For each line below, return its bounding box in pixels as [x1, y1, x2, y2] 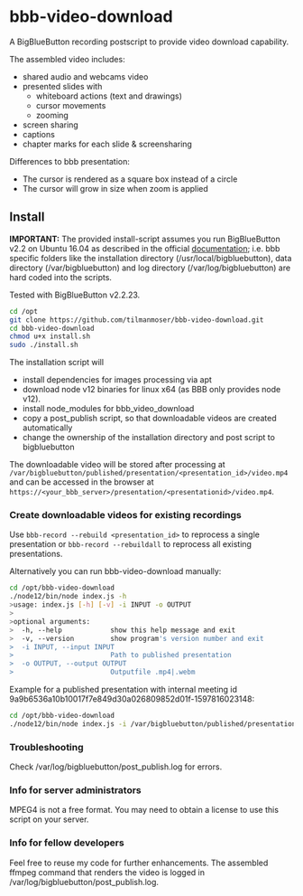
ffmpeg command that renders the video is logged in [9, 866, 206, 878]
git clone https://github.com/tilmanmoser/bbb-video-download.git [9, 315, 264, 325]
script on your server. [9, 814, 89, 825]
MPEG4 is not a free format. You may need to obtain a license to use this [9, 805, 280, 816]
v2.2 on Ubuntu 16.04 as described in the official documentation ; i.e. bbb [9, 242, 280, 254]
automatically [22, 422, 73, 433]
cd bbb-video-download [9, 324, 95, 333]
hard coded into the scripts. [9, 271, 113, 282]
